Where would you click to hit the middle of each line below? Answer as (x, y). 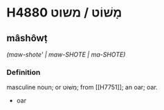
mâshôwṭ (27, 38)
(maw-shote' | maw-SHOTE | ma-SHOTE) (66, 54)
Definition (24, 72)
